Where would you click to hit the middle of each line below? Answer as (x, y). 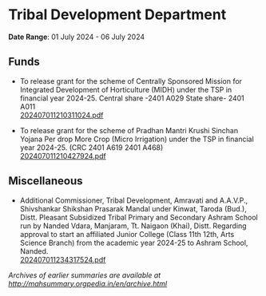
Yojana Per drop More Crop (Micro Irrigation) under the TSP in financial (137, 139)
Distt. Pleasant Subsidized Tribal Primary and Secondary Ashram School (139, 217)
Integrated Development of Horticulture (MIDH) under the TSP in (126, 89)
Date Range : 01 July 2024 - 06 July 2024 (77, 37)
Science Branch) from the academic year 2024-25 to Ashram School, (134, 243)
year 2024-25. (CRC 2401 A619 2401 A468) (91, 147)
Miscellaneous (46, 181)
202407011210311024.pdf (62, 115)
